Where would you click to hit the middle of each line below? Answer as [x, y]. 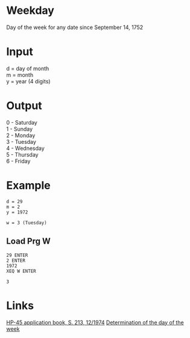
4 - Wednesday [26, 148]
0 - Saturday [22, 122]
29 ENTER [17, 255]
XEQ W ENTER [21, 271]
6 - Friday [18, 161]
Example [28, 186]
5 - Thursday [22, 154]
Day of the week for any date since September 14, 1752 [75, 27]
